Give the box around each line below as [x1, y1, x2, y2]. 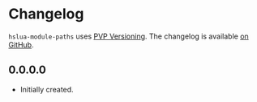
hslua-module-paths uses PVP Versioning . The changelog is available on [8, 31, 249, 41]
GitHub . [8, 39, 34, 49]
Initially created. [19, 84, 75, 94]
